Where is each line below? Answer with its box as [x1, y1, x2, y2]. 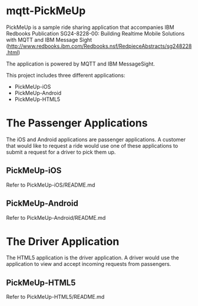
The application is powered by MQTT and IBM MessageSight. [6, 60, 155, 67]
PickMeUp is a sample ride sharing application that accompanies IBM [6, 24, 174, 31]
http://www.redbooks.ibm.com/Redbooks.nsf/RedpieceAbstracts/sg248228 [8, 43, 192, 50]
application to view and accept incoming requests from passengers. [6, 261, 171, 268]
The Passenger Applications [6, 116, 148, 130]
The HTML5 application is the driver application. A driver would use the [6, 254, 179, 261]
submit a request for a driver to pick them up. [6, 148, 116, 155]
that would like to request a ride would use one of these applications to [6, 142, 179, 149]
